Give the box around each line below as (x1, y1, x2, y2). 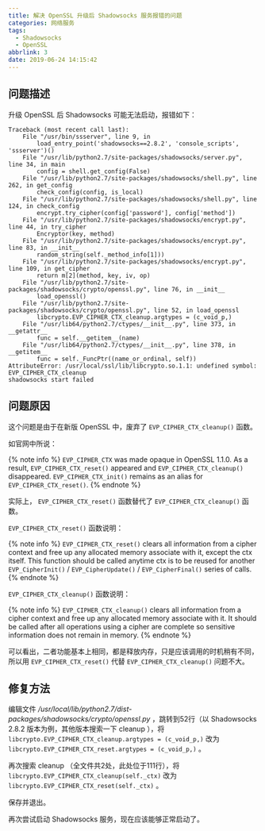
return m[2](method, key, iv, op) (36, 271, 151, 279)
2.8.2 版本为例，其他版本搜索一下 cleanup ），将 (8, 724, 165, 734)
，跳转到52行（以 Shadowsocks (152, 714, 257, 724)
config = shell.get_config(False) (36, 167, 151, 175)
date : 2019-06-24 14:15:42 (8, 56, 98, 64)
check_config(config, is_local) (36, 188, 144, 196)
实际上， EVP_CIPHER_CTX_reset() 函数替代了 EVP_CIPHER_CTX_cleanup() (8, 496, 240, 506)
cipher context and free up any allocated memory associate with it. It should (8, 613, 257, 623)
